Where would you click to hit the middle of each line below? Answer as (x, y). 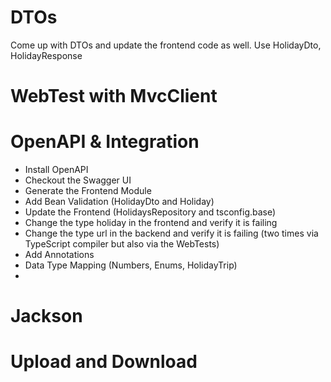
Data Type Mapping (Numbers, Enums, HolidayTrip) (131, 265)
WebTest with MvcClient (114, 96)
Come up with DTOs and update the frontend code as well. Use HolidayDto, (166, 45)
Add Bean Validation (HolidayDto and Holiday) (119, 202)
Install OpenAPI (56, 170)
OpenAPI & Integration (105, 142)
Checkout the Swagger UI (78, 180)
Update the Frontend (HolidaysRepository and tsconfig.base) (150, 212)
